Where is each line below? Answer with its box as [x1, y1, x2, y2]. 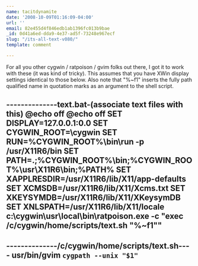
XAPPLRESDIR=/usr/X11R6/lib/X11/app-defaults [6, 174, 187, 184]
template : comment [6, 42, 52, 48]
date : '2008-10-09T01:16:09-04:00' [6, 14, 94, 20]
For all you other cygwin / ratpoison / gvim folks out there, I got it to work [6, 63, 184, 70]
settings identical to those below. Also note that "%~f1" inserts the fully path [6, 76, 193, 83]
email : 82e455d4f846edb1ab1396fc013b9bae [6, 25, 110, 32]
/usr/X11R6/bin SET [6, 146, 79, 157]
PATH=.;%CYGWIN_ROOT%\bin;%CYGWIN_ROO [6, 155, 193, 165]
